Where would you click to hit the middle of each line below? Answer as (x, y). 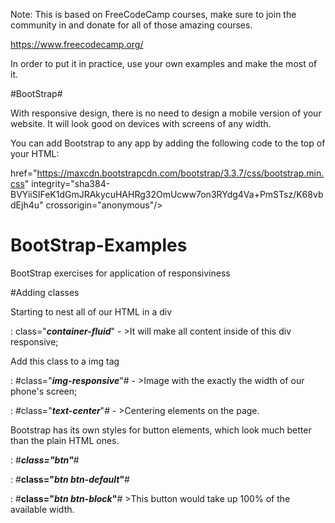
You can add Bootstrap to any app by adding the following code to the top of (168, 143)
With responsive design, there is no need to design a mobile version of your (166, 113)
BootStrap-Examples (99, 245)
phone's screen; (44, 391)
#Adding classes (45, 292)
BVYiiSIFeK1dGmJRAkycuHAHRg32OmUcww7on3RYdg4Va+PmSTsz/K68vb (167, 194)
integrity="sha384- (71, 183)
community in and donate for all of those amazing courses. (131, 25)
